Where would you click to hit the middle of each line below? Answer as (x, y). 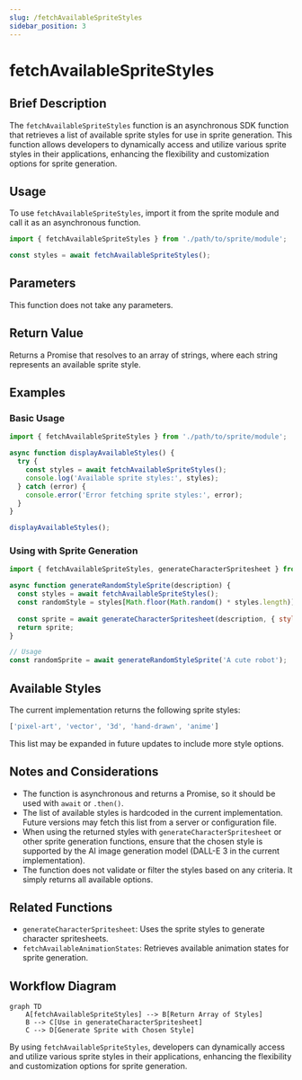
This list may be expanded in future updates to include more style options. (147, 743)
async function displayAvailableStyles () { (92, 453)
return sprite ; (46, 627)
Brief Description (58, 104)
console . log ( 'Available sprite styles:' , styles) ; (122, 478)
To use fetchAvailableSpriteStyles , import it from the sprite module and (144, 213)
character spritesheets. (66, 939)
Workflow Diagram (63, 986)
